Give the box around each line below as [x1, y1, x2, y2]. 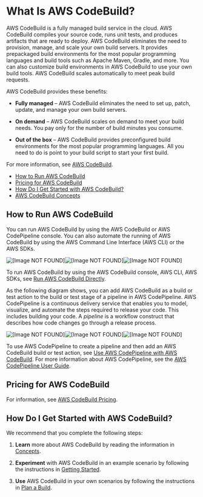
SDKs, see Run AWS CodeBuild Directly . [6, 275, 106, 282]
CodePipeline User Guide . [6, 362, 71, 369]
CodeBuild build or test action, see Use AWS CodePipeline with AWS [6, 349, 178, 356]
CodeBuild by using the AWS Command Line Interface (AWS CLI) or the [6, 238, 185, 245]
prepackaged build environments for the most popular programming [6, 50, 176, 57]
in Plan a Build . [15, 484, 53, 492]
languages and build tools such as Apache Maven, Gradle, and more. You [6, 57, 190, 64]
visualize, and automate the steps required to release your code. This [6, 306, 179, 314]
